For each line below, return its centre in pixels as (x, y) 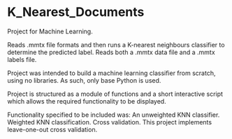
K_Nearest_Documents (76, 12)
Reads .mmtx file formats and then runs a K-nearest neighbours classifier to (116, 44)
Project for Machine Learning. (50, 31)
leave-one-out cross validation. (52, 129)
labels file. (22, 59)
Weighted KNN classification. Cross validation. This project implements (109, 122)
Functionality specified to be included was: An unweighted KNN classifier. (114, 115)
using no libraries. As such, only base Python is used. (84, 80)
